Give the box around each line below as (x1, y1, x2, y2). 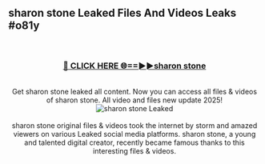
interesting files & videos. (93, 146, 176, 156)
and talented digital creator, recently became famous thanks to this (23, 138, 246, 147)
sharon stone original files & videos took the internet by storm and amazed (11, 121, 258, 130)
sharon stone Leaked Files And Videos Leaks (8, 6, 237, 20)
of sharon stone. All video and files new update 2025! (46, 95, 223, 105)
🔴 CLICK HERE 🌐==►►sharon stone (62, 60, 207, 71)
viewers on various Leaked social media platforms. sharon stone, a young (13, 130, 256, 139)
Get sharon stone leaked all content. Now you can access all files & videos (11, 87, 258, 97)
